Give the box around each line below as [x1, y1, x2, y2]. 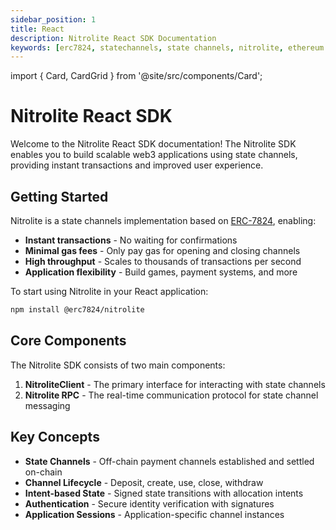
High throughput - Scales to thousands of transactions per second [24, 256, 302, 267]
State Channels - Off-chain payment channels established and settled [24, 455, 315, 467]
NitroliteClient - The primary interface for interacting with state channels [24, 378, 326, 390]
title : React [10, 24, 65, 34]
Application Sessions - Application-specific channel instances [24, 508, 285, 520]
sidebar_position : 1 [10, 14, 97, 25]
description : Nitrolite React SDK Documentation [10, 33, 217, 43]
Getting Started [10, 188, 109, 205]
